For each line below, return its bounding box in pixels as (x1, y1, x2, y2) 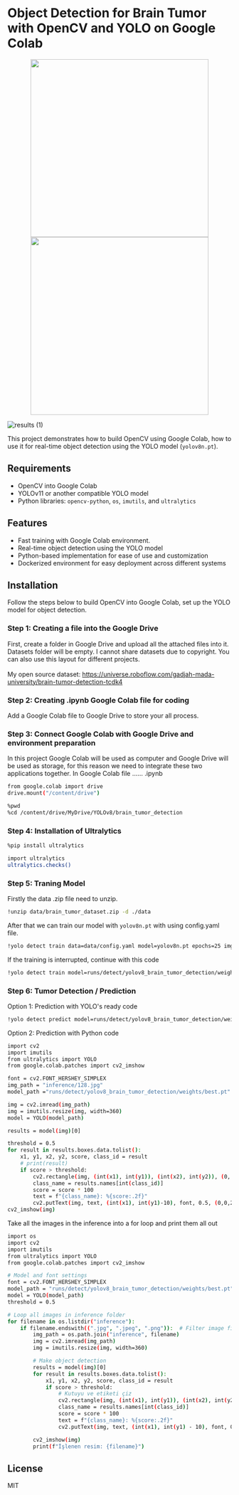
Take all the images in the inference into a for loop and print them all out (7, 1219, 218, 1228)
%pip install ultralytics (7, 842, 84, 849)
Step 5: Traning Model (7, 878, 85, 888)
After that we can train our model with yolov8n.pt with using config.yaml (7, 921, 220, 930)
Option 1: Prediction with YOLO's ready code (7, 1001, 138, 1011)
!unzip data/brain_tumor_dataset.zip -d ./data (7, 908, 152, 915)
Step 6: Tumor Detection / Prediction (7, 986, 137, 996)
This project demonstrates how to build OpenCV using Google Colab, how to (7, 434, 232, 442)
